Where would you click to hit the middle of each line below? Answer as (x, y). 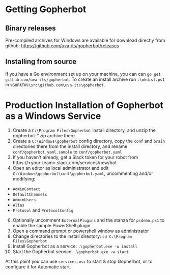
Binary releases (31, 28)
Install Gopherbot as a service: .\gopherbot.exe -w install (75, 246)
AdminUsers (24, 200)
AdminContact (26, 189)
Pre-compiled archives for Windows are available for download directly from (85, 40)
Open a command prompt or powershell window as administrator (81, 231)
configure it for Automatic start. (38, 267)
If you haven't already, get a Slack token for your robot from (75, 157)
